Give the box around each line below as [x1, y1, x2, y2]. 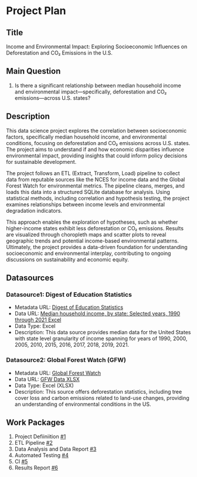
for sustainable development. [6, 158, 77, 165]
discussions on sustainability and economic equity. [6, 256, 129, 263]
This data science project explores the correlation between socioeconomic [6, 127, 187, 134]
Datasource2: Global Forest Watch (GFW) [6, 356, 126, 364]
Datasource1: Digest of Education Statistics [6, 290, 132, 298]
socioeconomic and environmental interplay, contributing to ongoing [6, 250, 171, 257]
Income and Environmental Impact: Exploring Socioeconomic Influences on [6, 43, 188, 50]
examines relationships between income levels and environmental [6, 201, 165, 208]
